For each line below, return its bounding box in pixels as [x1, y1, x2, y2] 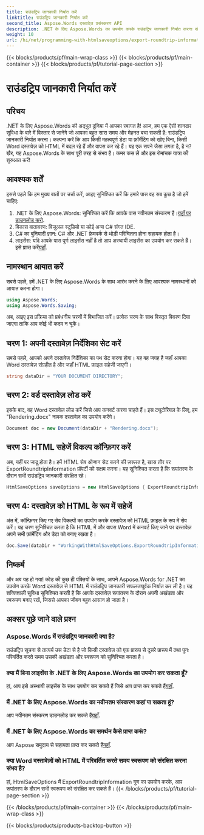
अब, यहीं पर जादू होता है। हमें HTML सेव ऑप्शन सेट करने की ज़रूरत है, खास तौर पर [6, 458, 171, 466]
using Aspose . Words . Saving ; [6, 302, 78, 309]
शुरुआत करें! [6, 156, 30, 163]
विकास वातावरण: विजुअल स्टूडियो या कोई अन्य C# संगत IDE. [15, 223, 135, 230]
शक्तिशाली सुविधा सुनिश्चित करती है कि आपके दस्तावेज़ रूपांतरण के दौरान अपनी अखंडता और [6, 589, 184, 596]
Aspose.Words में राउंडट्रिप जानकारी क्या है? [6, 633, 115, 641]
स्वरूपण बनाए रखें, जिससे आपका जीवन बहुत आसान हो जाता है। [6, 596, 129, 603]
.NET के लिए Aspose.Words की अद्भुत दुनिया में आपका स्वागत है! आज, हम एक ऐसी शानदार [6, 122, 192, 129]
